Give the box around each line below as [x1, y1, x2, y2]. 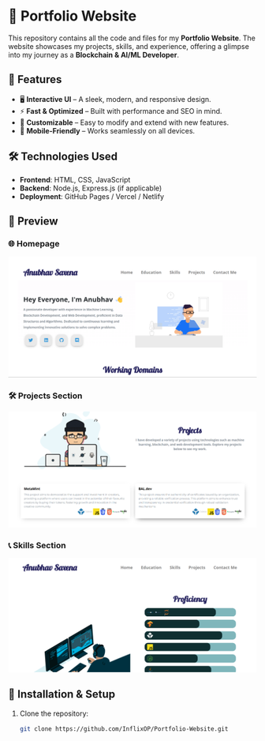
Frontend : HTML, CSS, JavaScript [19, 175, 131, 184]
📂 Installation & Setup [8, 687, 116, 702]
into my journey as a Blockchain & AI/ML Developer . [8, 50, 180, 59]
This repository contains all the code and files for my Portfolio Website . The [8, 33, 256, 43]
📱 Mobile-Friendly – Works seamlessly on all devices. [19, 126, 196, 135]
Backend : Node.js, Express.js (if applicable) [19, 183, 162, 193]
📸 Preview [8, 214, 58, 228]
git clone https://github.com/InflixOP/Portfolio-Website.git [19, 724, 229, 733]
